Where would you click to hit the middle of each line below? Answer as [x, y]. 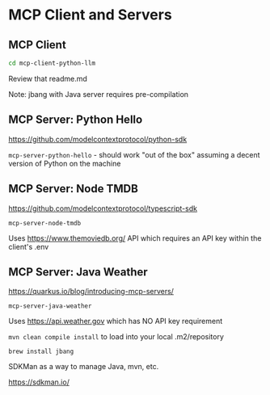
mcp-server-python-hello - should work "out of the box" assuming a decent [134, 154]
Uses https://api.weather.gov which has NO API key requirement [116, 321]
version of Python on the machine [65, 163]
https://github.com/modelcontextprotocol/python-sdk [98, 139]
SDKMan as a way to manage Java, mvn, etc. [84, 367]
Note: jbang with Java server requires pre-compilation [98, 94]
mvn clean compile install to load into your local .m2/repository [116, 337]
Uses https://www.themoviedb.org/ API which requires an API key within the [135, 238]
